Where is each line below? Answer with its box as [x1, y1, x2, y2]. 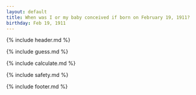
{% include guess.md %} [6, 48, 68, 55]
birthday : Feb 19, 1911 [6, 20, 66, 26]
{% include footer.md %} [6, 83, 68, 90]
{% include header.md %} [6, 37, 71, 44]
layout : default [6, 8, 47, 15]
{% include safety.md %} [6, 72, 69, 79]
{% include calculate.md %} [6, 60, 76, 67]
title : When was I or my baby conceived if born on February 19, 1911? [6, 14, 190, 20]
